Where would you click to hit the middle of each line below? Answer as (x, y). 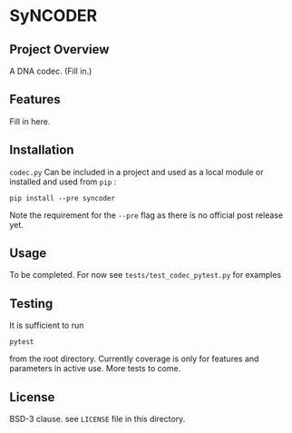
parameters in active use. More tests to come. (95, 369)
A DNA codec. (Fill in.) (51, 71)
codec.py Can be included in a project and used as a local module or (136, 172)
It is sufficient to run (47, 325)
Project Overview (59, 49)
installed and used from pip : (63, 182)
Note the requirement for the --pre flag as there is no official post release (146, 215)
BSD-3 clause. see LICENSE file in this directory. (97, 419)
